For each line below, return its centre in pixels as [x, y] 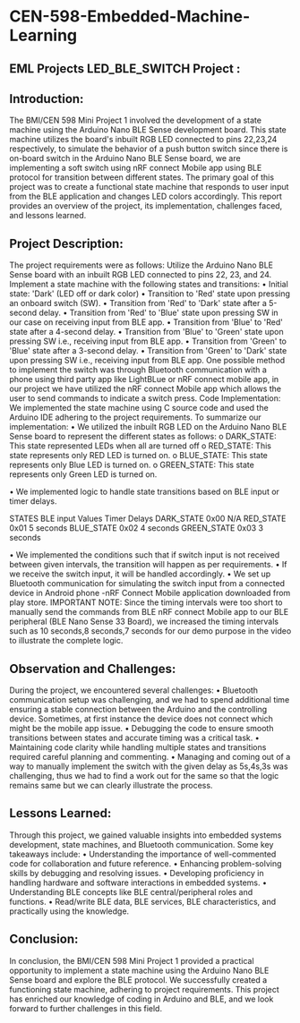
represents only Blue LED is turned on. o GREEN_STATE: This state [132, 465]
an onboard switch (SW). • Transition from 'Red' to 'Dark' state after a [138, 303]
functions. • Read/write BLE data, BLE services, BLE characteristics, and [143, 901]
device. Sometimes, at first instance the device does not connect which [141, 719]
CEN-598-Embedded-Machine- [130, 17]
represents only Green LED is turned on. [83, 474]
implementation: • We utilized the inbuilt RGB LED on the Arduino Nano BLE [148, 427]
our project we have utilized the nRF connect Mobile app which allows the [146, 389]
